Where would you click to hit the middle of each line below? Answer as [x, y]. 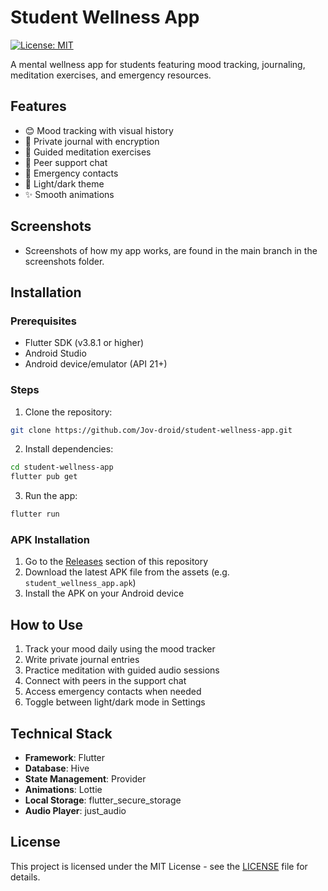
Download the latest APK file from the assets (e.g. [127, 572]
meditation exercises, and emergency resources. [111, 75]
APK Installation [50, 539]
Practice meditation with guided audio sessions [122, 670]
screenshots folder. [64, 261]
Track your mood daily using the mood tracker [120, 649]
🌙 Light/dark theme [64, 183]
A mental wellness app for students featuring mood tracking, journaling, [158, 64]
